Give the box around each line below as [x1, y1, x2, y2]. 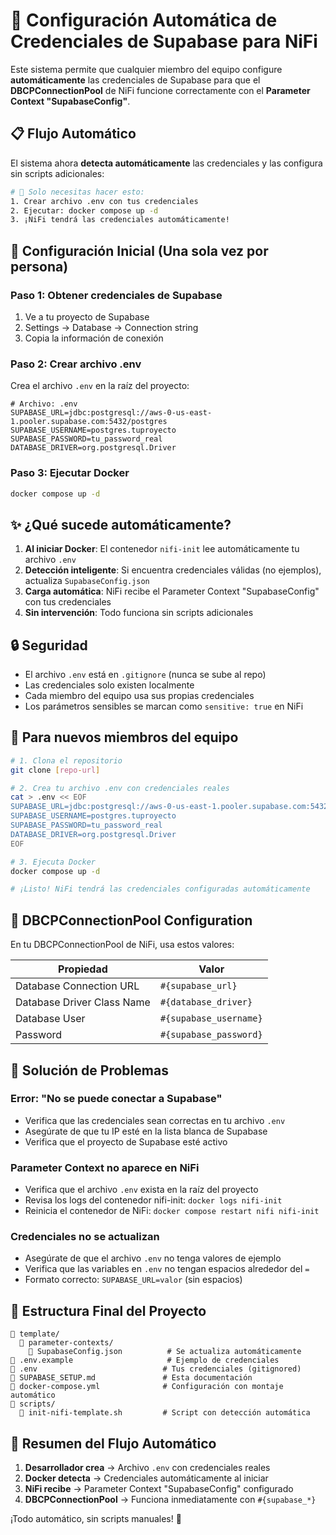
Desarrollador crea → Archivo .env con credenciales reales [24, 1462, 271, 1474]
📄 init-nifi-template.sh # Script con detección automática [19, 1408, 311, 1418]
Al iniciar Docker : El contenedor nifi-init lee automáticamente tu [24, 543, 300, 555]
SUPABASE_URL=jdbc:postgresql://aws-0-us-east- [10, 408, 213, 418]
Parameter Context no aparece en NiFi [10, 1160, 200, 1174]
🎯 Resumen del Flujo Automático [10, 1435, 217, 1452]
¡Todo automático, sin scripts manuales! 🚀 [10, 1513, 182, 1525]
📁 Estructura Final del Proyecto [10, 1302, 207, 1319]
